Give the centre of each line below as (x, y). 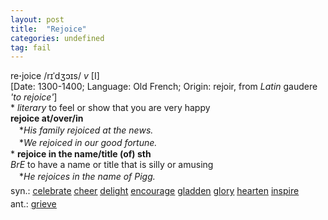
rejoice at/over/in (47, 118)
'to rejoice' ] (34, 97)
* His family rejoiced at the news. (86, 130)
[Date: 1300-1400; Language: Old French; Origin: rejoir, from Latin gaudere (164, 87)
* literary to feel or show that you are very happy (110, 108)
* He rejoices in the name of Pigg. (87, 177)
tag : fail (31, 47)
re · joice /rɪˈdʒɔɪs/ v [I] (55, 76)
